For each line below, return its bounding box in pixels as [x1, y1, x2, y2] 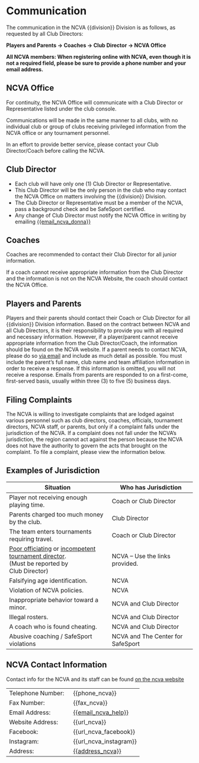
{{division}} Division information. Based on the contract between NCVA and [6, 321, 191, 328]
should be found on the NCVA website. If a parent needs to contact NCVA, [6, 346, 188, 353]
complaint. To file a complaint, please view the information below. [6, 449, 166, 455]
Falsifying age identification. [9, 576, 88, 585]
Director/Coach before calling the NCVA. [6, 147, 105, 154]
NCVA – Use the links [111, 551, 171, 560]
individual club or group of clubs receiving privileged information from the [6, 123, 187, 130]
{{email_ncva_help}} [73, 708, 129, 717]
